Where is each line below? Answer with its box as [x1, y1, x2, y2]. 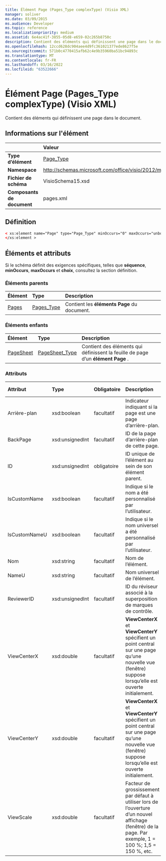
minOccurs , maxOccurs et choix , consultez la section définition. [5, 268, 138, 274]
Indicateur [125, 397, 149, 404]
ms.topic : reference [5, 26, 48, 31]
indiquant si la [125, 403, 158, 410]
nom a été [125, 489, 149, 496]
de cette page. [125, 442, 159, 449]
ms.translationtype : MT [5, 53, 54, 58]
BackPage [7, 436, 31, 443]
